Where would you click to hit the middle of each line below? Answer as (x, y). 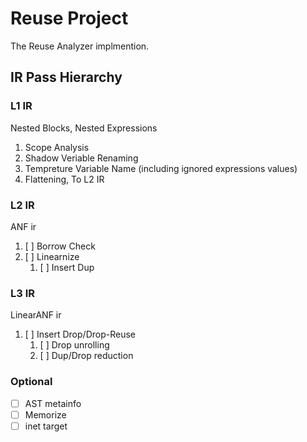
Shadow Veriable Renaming (81, 158)
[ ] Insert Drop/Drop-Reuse (80, 334)
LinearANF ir (36, 315)
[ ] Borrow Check (60, 246)
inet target (46, 426)
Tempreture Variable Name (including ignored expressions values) (161, 168)
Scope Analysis (57, 147)
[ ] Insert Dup (67, 267)
